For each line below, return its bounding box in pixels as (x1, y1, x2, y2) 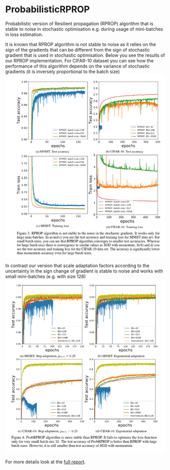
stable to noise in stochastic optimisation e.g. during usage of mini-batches (5, 26, 163, 32)
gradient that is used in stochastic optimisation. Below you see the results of (5, 52, 165, 58)
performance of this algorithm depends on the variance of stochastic (5, 63, 150, 69)
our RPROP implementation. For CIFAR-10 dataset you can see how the (5, 57, 154, 63)
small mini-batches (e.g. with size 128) (5, 274, 86, 280)
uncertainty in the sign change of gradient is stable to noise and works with (5, 268, 163, 274)
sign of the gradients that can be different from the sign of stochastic (5, 47, 150, 53)
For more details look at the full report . (5, 459, 86, 465)
